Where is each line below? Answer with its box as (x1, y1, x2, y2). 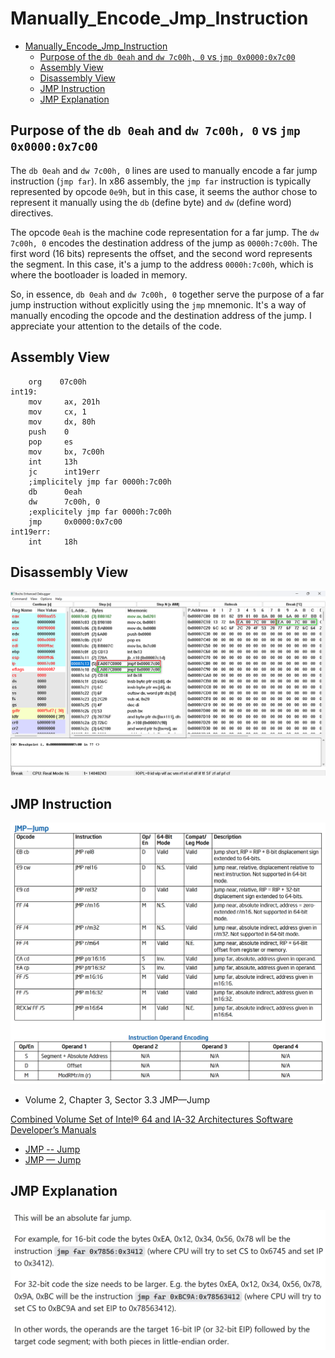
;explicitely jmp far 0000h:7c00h (28, 507, 172, 517)
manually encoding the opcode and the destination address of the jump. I (10, 309, 312, 321)
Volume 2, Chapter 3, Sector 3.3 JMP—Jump (24, 1093, 211, 1106)
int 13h (28, 457, 78, 467)
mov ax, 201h (28, 397, 101, 407)
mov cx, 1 (28, 407, 87, 417)
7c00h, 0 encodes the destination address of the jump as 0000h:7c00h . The (10, 237, 318, 249)
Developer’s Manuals (10, 1123, 97, 1136)
